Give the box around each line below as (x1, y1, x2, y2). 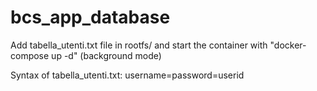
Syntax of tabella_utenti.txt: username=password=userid (10, 69, 245, 81)
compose (10, 49, 50, 61)
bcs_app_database (10, 6, 171, 29)
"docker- (269, 39, 307, 51)
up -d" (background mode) (51, 49, 162, 61)
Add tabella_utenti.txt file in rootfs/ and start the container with (10, 39, 268, 51)
